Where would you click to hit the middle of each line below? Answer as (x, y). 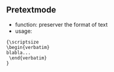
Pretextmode (31, 10)
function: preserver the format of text (61, 24)
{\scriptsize (23, 42)
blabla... (19, 53)
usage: (24, 31)
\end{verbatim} (28, 58)
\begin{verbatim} (28, 47)
